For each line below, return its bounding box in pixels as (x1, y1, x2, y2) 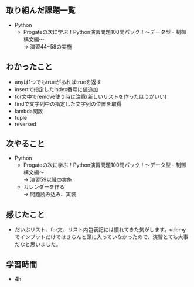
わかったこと (6, 62, 53, 72)
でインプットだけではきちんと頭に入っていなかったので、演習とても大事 (14, 233, 189, 241)
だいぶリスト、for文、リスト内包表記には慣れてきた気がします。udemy (14, 226, 186, 233)
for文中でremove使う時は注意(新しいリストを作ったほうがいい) (14, 93, 167, 100)
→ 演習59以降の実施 (23, 176, 72, 183)
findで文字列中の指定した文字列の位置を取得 (14, 100, 122, 107)
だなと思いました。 (14, 241, 62, 248)
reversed (14, 120, 36, 127)
